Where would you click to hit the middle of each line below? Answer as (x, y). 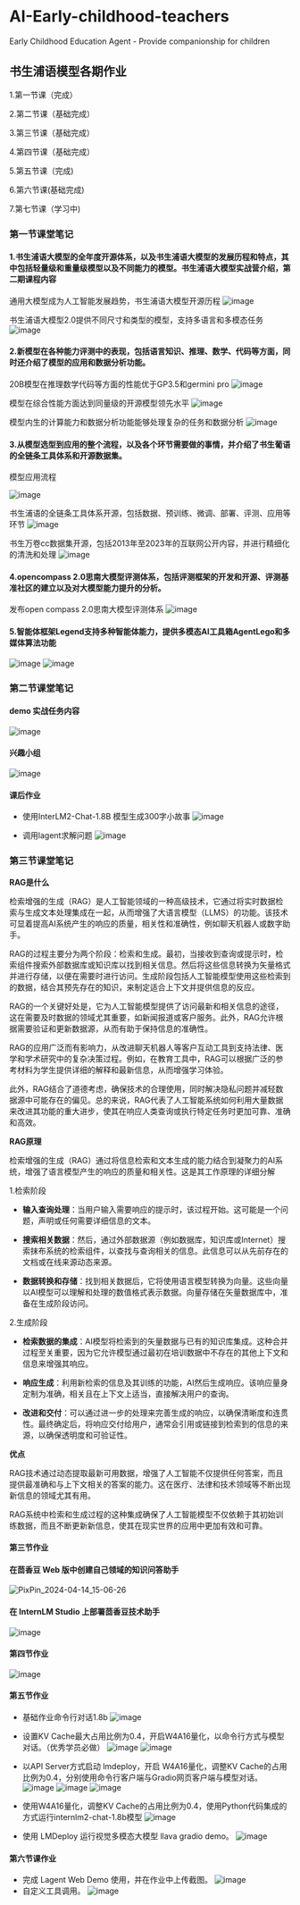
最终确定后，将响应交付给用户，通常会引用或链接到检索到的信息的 (159, 1423)
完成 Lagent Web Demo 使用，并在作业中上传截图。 (117, 1880)
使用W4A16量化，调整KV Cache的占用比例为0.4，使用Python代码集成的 (154, 1806)
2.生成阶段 (29, 1322)
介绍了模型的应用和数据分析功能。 (87, 363)
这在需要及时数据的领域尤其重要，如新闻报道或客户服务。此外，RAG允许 (142, 1017)
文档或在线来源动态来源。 (69, 1262)
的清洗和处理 (33, 555)
